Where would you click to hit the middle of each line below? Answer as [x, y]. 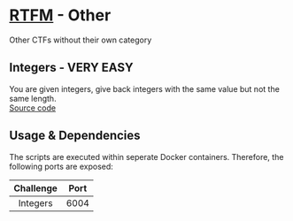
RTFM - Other [60, 15]
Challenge [35, 188]
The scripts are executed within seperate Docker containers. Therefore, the [146, 156]
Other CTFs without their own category [81, 40]
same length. [33, 98]
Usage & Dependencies [75, 136]
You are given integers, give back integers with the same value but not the [145, 88]
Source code [32, 108]
